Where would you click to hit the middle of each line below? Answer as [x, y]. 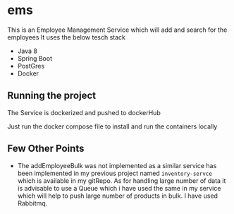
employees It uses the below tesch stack [66, 37]
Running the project [52, 96]
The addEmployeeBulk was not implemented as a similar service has [117, 165]
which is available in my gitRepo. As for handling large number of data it [122, 180]
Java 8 [27, 51]
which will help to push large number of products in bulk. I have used [118, 196]
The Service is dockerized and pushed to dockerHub [84, 112]
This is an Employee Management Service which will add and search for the [117, 30]
